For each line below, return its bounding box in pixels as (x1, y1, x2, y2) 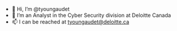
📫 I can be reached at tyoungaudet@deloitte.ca (11, 18, 130, 25)
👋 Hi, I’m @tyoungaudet (11, 6, 70, 12)
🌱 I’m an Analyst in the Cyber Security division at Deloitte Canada (11, 12, 172, 19)
